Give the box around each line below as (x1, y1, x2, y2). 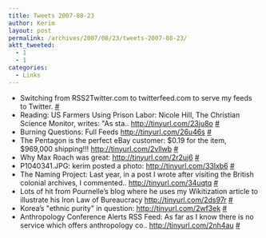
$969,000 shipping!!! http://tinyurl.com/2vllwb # (19, 144, 179, 153)
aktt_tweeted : (8, 42, 56, 50)
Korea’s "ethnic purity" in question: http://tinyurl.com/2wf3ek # (19, 203, 228, 212)
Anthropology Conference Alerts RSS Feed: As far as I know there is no (19, 212, 254, 221)
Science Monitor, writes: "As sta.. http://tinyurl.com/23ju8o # (19, 118, 220, 128)
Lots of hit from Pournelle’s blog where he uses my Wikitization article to (19, 186, 258, 196)
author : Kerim (8, 19, 56, 27)
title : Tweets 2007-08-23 (8, 11, 94, 20)
